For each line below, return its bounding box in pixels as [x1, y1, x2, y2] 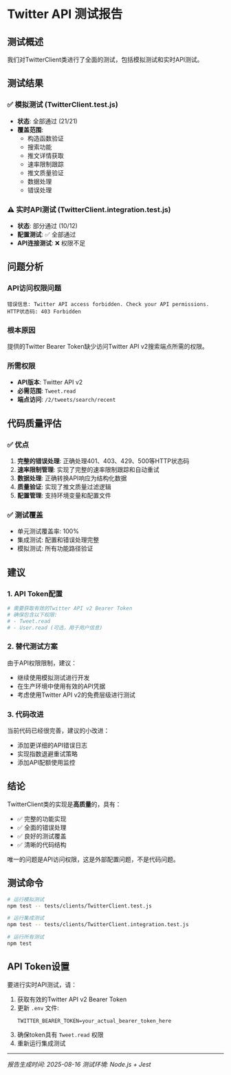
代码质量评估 [7, 418, 62, 429]
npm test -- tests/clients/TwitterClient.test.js [7, 902, 153, 910]
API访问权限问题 [7, 283, 62, 293]
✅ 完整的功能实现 [16, 815, 67, 823]
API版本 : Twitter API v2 [16, 378, 83, 387]
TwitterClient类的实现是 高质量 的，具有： [7, 800, 122, 808]
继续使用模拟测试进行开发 [16, 673, 90, 682]
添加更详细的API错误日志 [16, 741, 88, 750]
